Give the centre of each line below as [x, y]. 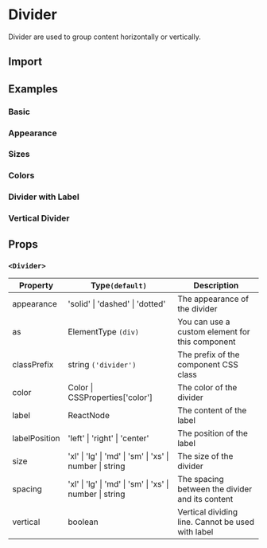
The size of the [205, 456]
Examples [33, 89]
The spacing [201, 479]
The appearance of [213, 299]
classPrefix [33, 364]
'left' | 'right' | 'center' [108, 438]
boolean [83, 522]
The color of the [207, 387]
